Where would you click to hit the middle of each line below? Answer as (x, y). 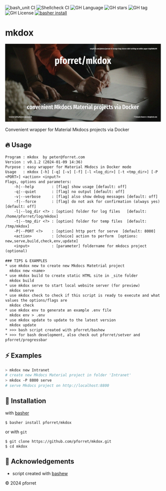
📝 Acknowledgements (40, 462)
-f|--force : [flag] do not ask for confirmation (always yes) (87, 202)
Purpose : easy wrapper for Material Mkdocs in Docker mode (68, 167)
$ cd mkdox (16, 446)
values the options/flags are (36, 300)
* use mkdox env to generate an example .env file (58, 310)
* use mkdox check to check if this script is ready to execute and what (83, 295)
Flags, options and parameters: (38, 182)
